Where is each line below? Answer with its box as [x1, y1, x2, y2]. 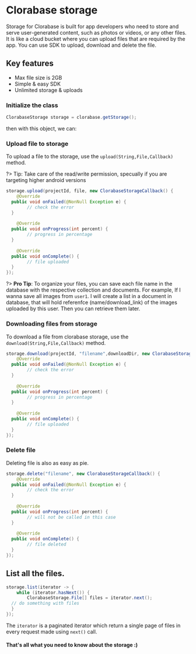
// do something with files [11, 601, 80, 607]
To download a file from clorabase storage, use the [6, 333, 129, 340]
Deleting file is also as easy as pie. [6, 459, 89, 466]
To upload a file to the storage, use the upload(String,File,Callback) [6, 153, 174, 160]
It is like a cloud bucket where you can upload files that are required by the [6, 35, 185, 42]
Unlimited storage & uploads [14, 86, 83, 94]
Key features [6, 59, 54, 69]
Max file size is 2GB [14, 74, 62, 81]
